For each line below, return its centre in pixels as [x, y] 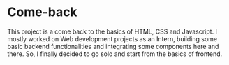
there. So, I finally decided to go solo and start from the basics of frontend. [115, 54]
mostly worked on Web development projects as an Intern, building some [112, 38]
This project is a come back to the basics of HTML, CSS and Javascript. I [112, 31]
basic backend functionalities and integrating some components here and [113, 46]
